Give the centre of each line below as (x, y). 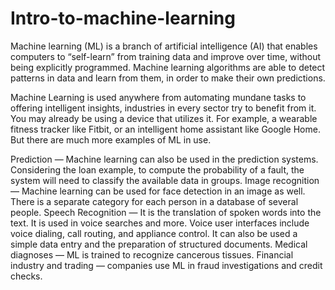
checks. (26, 276)
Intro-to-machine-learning (123, 18)
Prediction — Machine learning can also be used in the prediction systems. (164, 159)
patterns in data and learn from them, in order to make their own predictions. (168, 78)
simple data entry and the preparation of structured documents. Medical (159, 244)
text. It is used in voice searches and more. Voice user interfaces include (160, 223)
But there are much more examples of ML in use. (111, 139)
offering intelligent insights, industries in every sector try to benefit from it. (163, 108)
